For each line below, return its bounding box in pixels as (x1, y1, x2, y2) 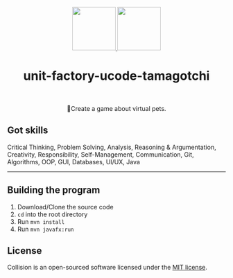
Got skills (7, 125, 49, 137)
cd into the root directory (17, 210, 88, 218)
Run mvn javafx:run (17, 225, 74, 233)
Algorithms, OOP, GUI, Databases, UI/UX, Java (7, 157, 141, 166)
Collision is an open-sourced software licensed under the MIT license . (7, 263, 208, 272)
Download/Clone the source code (17, 202, 114, 211)
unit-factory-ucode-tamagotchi (23, 68, 210, 84)
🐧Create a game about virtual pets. (67, 104, 166, 112)
